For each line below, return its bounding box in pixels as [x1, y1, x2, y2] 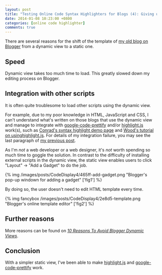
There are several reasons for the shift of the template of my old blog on [5, 38, 148, 44]
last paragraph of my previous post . [5, 137, 76, 143]
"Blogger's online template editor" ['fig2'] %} [5, 200, 94, 206]
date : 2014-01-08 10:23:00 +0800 [5, 16, 72, 21]
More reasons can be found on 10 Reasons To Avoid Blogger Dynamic [5, 228, 144, 233]
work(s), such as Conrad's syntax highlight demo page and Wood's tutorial [5, 127, 154, 133]
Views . [5, 233, 18, 239]
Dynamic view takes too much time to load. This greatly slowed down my [5, 70, 150, 76]
